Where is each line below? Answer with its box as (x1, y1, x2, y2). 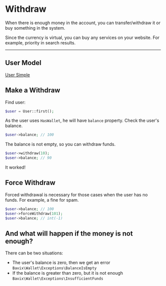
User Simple (5, 71, 30, 77)
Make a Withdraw (5, 86, 60, 95)
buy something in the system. (5, 25, 66, 31)
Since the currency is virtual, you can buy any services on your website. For (5, 35, 160, 40)
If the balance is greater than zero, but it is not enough (12, 270, 124, 276)
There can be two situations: (5, 250, 63, 256)
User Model (5, 59, 42, 67)
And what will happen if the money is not (5, 229, 133, 238)
